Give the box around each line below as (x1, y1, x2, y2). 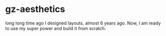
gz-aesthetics (5, 3, 65, 15)
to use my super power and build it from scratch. (5, 25, 107, 31)
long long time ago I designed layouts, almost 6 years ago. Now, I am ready (5, 20, 161, 26)
